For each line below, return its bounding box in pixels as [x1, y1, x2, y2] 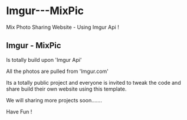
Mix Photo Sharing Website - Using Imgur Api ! [6, 24, 119, 31]
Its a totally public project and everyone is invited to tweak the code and [6, 79, 181, 86]
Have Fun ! [6, 108, 32, 115]
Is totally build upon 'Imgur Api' [6, 56, 82, 63]
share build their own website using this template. [6, 85, 127, 92]
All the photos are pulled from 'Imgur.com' [6, 68, 109, 75]
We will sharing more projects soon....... [6, 96, 102, 104]
